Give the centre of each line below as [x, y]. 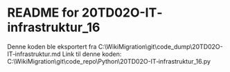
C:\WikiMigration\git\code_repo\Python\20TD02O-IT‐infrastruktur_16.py [109, 61]
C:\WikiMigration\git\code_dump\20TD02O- [160, 46]
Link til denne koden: [92, 54]
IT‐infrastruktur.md [34, 54]
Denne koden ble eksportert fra [52, 46]
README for [43, 13]
